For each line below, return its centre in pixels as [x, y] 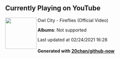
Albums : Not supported [62, 30]
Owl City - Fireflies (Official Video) [73, 20]
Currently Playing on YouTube [53, 8]
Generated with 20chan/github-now [76, 51]
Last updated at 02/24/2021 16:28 [73, 39]
